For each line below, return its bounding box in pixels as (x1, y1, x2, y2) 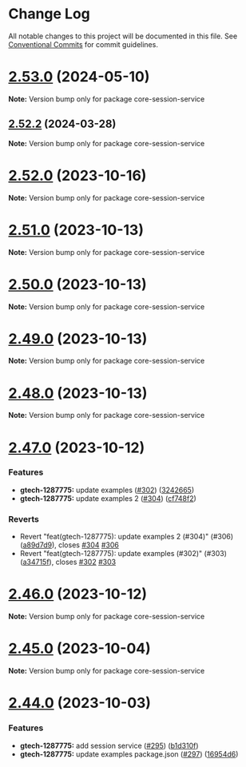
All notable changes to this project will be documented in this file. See (8, 31, 238, 41)
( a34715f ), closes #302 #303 (19, 557, 117, 567)
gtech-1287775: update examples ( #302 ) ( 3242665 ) (19, 485, 194, 495)
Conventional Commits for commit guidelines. (8, 39, 158, 49)
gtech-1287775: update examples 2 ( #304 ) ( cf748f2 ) (19, 493, 197, 503)
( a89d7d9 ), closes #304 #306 (19, 540, 120, 550)
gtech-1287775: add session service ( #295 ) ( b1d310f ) (19, 741, 199, 750)
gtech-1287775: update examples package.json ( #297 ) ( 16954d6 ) (19, 749, 239, 759)
